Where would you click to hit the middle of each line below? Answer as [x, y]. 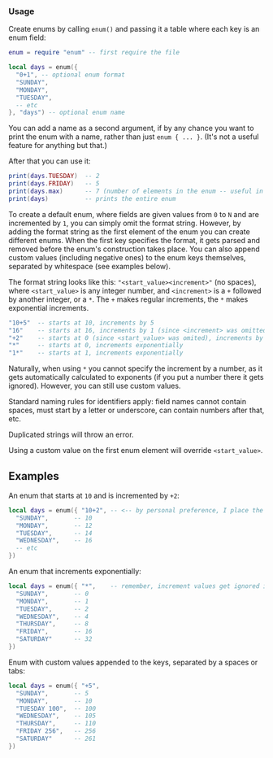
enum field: [27, 37]
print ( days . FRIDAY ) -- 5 [54, 184]
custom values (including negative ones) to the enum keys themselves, [127, 257]
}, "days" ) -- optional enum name [67, 113]
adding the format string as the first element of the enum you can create [129, 231]
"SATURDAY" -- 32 [54, 639]
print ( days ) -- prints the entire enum [92, 198]
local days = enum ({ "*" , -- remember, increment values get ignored [134, 586]
